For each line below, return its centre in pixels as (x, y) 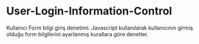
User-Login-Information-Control (89, 11)
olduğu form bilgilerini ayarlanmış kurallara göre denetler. (77, 34)
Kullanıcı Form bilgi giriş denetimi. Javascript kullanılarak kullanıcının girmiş (100, 28)
